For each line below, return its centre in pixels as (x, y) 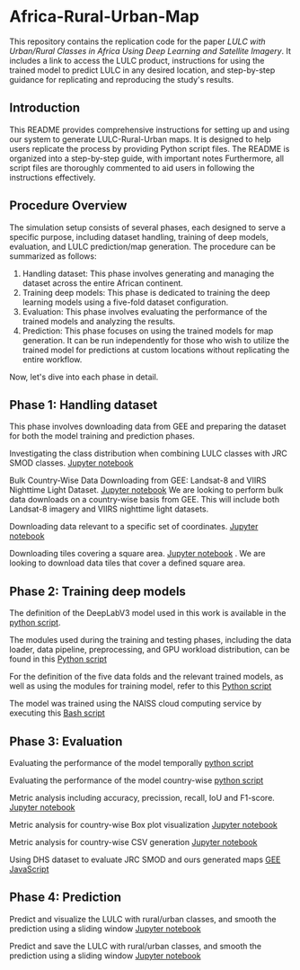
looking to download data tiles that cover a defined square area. (127, 563)
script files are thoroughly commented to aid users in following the (132, 167)
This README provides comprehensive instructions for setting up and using (150, 129)
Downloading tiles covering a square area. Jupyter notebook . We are (137, 554)
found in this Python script (58, 659)
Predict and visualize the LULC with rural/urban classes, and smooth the (143, 919)
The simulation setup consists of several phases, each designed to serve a (147, 227)
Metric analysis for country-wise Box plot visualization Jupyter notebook (144, 825)
